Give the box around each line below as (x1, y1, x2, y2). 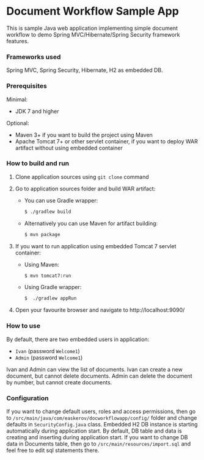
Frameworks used (6, 52, 61, 61)
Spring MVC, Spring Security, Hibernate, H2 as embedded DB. (6, 66, 163, 74)
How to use (6, 322, 41, 330)
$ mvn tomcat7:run (24, 273, 71, 279)
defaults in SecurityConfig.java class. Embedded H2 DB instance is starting (6, 420, 198, 428)
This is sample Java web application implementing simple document (6, 24, 178, 32)
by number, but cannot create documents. (6, 378, 112, 386)
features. (6, 37, 29, 45)
